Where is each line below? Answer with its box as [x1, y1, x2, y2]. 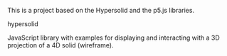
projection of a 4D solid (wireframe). [7, 41, 114, 49]
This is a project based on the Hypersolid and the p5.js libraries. [7, 6, 194, 14]
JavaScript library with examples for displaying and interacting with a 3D [7, 33, 221, 42]
